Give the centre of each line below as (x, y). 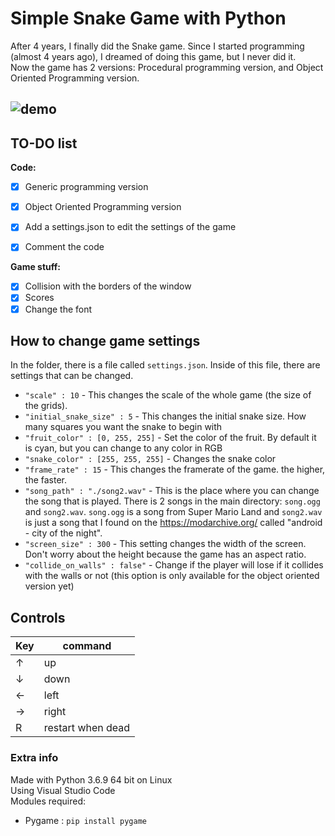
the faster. (46, 480)
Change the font (58, 309)
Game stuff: (35, 267)
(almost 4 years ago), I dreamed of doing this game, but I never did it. (153, 56)
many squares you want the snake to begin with (123, 427)
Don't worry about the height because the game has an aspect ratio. (165, 554)
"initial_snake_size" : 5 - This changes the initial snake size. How (165, 416)
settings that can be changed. (72, 376)
